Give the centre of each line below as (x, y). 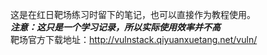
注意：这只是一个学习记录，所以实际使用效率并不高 (115, 27)
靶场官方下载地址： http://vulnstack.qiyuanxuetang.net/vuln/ (134, 39)
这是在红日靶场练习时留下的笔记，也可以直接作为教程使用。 (133, 14)
